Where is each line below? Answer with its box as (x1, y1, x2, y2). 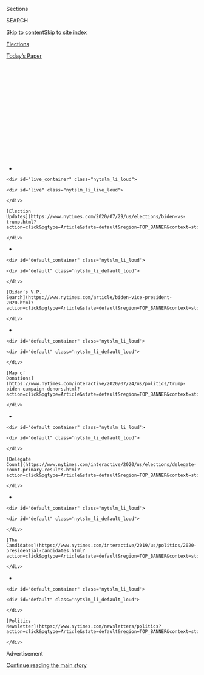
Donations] (6, 375, 34, 382)
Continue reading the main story (6, 662, 87, 669)
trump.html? (6, 219, 36, 225)
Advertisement (6, 650, 44, 657)
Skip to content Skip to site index (6, 29, 87, 36)
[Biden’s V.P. (6, 289, 42, 295)
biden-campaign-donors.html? (6, 386, 80, 392)
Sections (6, 5, 29, 12)
